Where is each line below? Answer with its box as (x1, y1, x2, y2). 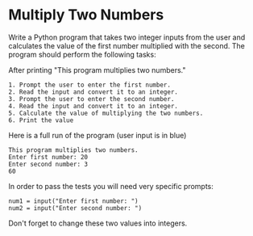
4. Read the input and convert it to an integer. (8, 102, 179, 110)
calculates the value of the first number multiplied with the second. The (8, 40, 246, 50)
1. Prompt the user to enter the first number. (8, 81, 172, 89)
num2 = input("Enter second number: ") (8, 204, 143, 212)
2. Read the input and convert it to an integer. (8, 87, 179, 96)
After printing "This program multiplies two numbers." (8, 65, 186, 74)
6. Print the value (8, 116, 74, 124)
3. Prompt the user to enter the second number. (8, 95, 175, 103)
